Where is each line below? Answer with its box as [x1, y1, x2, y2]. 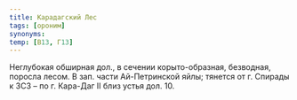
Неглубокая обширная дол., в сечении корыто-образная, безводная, [9, 62, 271, 73]
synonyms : [9, 29, 46, 38]
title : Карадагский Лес [9, 12, 98, 22]
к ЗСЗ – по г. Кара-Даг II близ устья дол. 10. [9, 81, 175, 91]
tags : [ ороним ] [9, 21, 66, 30]
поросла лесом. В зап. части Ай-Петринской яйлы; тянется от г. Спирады [9, 72, 290, 82]
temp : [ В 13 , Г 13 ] [9, 37, 74, 47]
